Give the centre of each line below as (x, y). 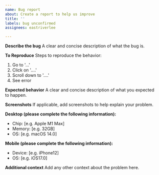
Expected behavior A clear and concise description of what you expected (80, 90)
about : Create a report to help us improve (50, 14)
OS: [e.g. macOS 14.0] (34, 134)
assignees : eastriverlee (30, 28)
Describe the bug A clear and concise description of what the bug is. (75, 46)
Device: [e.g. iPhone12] (35, 153)
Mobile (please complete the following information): (59, 143)
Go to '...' (21, 65)
